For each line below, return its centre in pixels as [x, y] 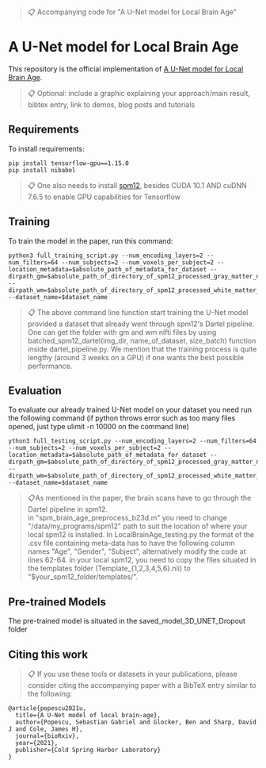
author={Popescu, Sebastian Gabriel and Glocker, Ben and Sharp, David [136, 722]
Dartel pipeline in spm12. [68, 509]
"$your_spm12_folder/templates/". [83, 577]
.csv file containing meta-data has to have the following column [131, 543]
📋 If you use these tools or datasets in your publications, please [132, 674]
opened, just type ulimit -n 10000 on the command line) [99, 427]
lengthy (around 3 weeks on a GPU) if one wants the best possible [135, 357]
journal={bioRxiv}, [47, 736]
